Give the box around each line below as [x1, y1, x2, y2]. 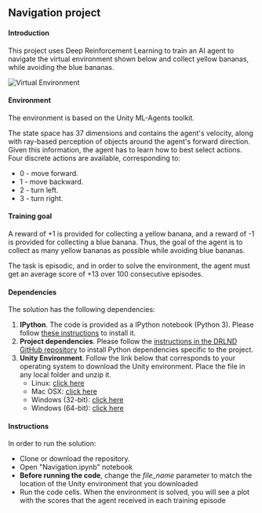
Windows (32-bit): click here [31, 395, 124, 405]
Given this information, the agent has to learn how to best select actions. [8, 145, 243, 154]
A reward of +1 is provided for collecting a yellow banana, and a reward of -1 [8, 229, 255, 238]
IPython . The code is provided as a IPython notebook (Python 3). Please [19, 320, 254, 329]
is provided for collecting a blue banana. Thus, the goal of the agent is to [8, 237, 243, 247]
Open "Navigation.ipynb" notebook [19, 463, 133, 472]
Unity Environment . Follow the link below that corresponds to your [19, 354, 236, 363]
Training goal [8, 211, 53, 221]
